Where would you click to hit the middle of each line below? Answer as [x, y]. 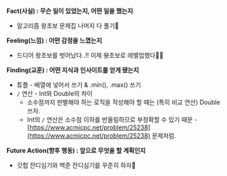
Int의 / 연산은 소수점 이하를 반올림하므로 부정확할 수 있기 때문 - [112, 120]
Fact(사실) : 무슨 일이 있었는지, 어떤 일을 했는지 [70, 11]
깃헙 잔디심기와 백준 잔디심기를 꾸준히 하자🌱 [76, 165]
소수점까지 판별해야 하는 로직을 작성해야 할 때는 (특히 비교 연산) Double [123, 102]
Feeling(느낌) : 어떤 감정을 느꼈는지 [54, 40]
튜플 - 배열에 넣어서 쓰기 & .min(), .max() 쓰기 [79, 85]
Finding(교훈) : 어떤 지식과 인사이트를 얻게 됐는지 [73, 70]
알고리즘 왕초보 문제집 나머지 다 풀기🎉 [68, 26]
